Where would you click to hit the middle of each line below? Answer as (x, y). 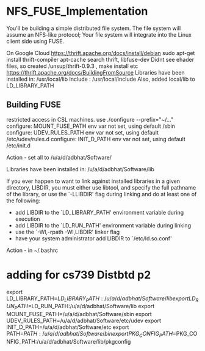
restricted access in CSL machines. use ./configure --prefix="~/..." (90, 119)
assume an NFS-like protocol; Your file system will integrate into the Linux (99, 34)
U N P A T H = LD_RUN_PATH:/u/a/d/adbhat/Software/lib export (81, 307)
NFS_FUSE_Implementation (77, 11)
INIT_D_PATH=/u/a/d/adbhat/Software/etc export (68, 327)
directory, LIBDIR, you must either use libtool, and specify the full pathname (101, 187)
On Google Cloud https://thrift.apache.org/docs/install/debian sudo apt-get (101, 53)
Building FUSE (34, 105)
